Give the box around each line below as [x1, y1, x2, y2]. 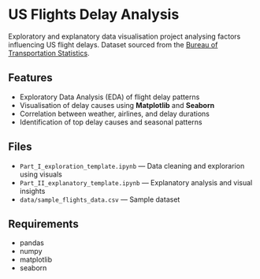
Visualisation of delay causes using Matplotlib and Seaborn [19, 100, 215, 110]
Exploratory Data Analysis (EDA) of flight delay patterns [19, 92, 200, 102]
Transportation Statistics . [8, 48, 90, 58]
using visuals [19, 169, 63, 179]
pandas [19, 238, 45, 247]
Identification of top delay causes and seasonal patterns [19, 117, 202, 127]
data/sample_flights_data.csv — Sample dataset [19, 195, 180, 204]
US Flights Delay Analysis [8, 6, 180, 24]
